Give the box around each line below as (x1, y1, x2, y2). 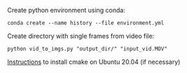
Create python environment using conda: (7, 6, 126, 14)
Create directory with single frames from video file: (7, 32, 155, 40)
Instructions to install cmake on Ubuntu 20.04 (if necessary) (7, 58, 181, 66)
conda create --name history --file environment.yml (7, 20, 165, 27)
